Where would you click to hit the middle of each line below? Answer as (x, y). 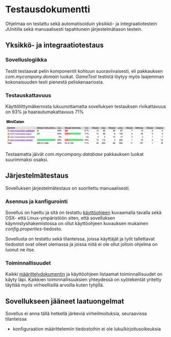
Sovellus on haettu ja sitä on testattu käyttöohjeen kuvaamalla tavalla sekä (83, 213)
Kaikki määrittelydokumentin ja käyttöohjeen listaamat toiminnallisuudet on (84, 274)
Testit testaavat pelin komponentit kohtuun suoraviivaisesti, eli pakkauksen (84, 71)
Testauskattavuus (28, 95)
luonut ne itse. (20, 250)
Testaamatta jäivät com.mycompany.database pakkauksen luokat (74, 154)
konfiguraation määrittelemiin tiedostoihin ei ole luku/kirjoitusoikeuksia (87, 329)
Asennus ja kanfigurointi (37, 201)
